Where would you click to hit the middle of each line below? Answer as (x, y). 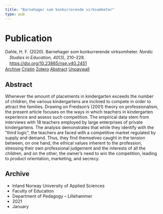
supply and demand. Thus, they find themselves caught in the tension (75, 138)
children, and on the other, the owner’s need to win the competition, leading (81, 153)
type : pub (15, 14)
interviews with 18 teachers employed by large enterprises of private (74, 122)
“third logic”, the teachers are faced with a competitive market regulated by (81, 132)
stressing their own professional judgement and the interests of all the (75, 148)
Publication (29, 38)
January (20, 206)
